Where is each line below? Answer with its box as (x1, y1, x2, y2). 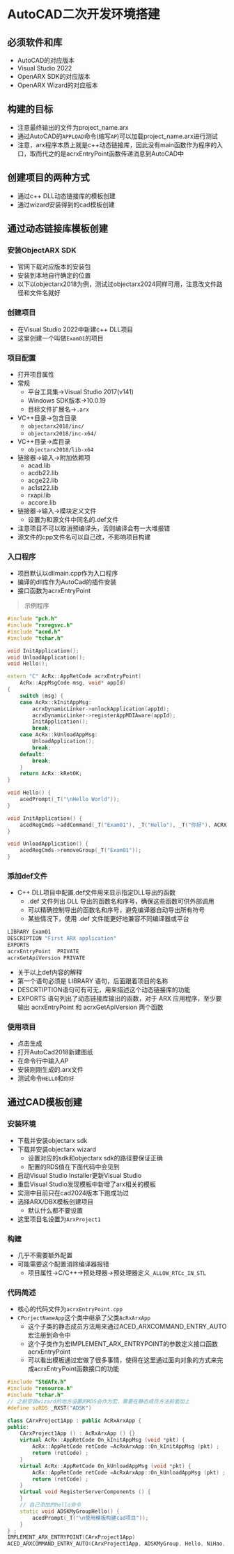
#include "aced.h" (7, 628, 61, 635)
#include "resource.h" (7, 1385, 73, 1392)
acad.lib (27, 461, 51, 470)
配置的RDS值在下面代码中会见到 (27, 1163, 120, 1171)
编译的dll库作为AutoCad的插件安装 (17, 578, 117, 586)
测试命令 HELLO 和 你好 (17, 1074, 75, 1082)
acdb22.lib (27, 468, 59, 477)
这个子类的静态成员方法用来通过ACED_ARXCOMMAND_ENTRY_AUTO (27, 1322, 227, 1331)
